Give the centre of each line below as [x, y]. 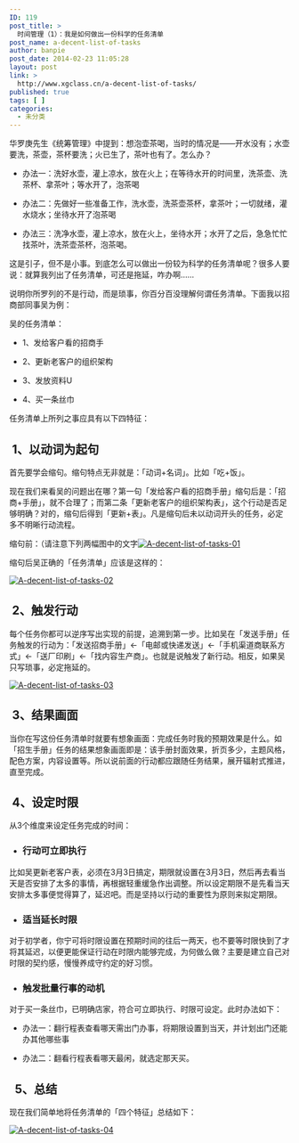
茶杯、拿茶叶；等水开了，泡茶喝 [81, 184]
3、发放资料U [47, 380]
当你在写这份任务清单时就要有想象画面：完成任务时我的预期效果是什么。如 [145, 738]
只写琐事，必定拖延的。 [52, 667]
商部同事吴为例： [40, 305]
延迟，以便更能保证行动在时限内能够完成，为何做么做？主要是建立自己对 [157, 951]
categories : [31, 109]
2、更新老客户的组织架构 [68, 362]
